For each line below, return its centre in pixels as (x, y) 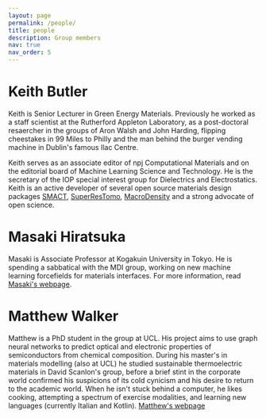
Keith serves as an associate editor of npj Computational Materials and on (129, 163)
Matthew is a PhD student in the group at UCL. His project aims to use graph (133, 338)
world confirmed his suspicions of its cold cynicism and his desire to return (131, 380)
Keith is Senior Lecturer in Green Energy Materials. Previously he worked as (132, 113)
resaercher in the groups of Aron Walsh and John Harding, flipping (117, 130)
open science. (31, 205)
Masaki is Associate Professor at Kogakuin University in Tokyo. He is (120, 259)
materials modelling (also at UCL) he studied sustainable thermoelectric (125, 363)
